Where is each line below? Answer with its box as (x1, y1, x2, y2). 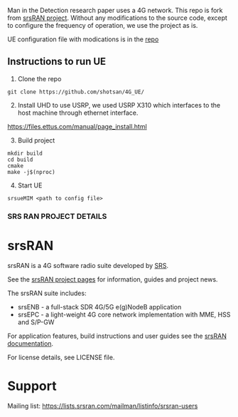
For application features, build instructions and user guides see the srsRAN (7, 331, 227, 340)
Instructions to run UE (7, 56, 107, 68)
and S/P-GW (17, 317, 55, 326)
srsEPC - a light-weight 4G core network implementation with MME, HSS (17, 310, 231, 319)
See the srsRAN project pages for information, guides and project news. (7, 274, 218, 284)
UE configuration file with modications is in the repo (7, 35, 159, 43)
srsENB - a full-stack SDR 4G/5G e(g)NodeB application (17, 302, 182, 311)
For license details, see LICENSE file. (7, 353, 115, 361)
